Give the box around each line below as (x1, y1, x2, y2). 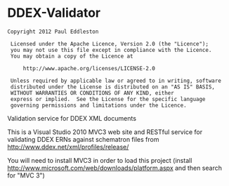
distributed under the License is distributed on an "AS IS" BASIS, (10, 83, 216, 91)
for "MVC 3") (7, 171, 46, 180)
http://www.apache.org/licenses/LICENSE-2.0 (22, 65, 156, 72)
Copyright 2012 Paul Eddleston (7, 28, 99, 35)
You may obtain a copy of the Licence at (10, 53, 133, 60)
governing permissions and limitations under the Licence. (10, 102, 188, 109)
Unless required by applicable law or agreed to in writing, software (10, 77, 221, 84)
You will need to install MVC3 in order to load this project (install (7, 156, 192, 164)
